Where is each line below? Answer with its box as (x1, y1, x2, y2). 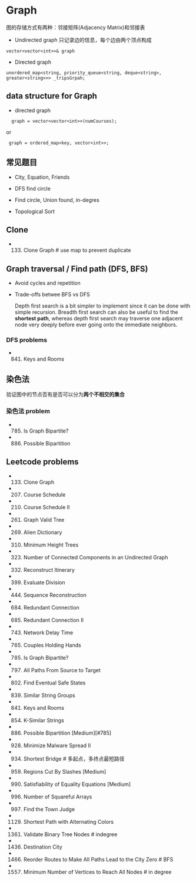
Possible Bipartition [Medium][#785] (23, 729, 112, 736)
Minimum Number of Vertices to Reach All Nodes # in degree (23, 869, 172, 876)
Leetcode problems (6, 457, 79, 467)
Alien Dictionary (23, 529, 62, 536)
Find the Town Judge (23, 806, 75, 813)
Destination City (23, 843, 63, 850)
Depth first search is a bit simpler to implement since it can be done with (14, 302, 191, 310)
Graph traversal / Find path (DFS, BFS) (6, 264, 148, 274)
